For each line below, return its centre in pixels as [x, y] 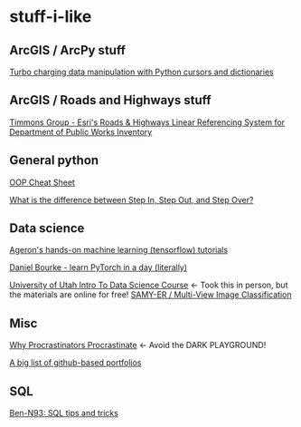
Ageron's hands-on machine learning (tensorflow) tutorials [119, 250]
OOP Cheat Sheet [42, 182]
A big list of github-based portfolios [75, 363]
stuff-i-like [51, 17]
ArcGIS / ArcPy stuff [68, 50]
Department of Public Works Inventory [81, 131]
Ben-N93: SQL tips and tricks [64, 413]
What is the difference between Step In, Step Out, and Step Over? [132, 199]
